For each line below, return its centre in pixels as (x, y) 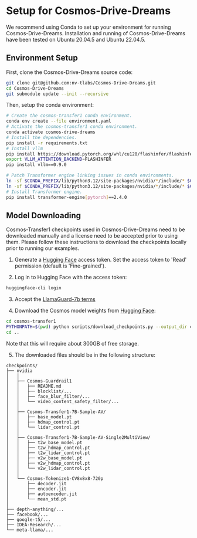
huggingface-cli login (34, 288)
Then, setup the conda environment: (50, 105)
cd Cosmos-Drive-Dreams (35, 88)
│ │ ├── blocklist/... (39, 391)
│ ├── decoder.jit (36, 483)
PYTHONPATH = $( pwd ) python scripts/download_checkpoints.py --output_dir (97, 327)
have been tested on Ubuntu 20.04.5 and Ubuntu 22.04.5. (76, 39)
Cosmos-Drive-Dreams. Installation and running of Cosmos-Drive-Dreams (96, 33)
